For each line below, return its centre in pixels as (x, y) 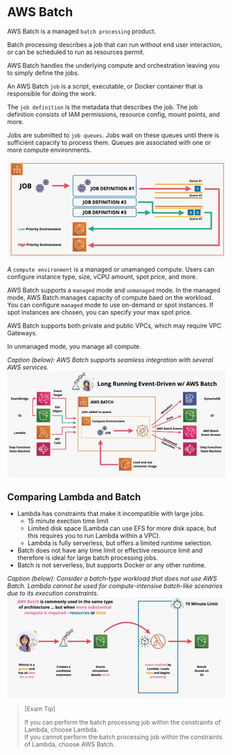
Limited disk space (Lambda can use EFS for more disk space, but (122, 528)
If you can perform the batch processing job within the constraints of (122, 722)
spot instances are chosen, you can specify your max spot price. (100, 312)
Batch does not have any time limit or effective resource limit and (110, 551)
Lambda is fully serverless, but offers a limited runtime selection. (120, 543)
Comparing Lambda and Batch (74, 497)
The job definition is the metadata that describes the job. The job (103, 107)
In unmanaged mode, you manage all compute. (74, 346)
